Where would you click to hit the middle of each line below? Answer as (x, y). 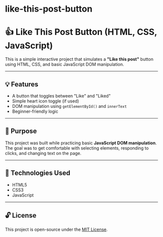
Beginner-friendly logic (35, 111)
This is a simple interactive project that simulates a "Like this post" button (79, 59)
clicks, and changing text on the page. (43, 153)
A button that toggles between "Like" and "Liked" (61, 96)
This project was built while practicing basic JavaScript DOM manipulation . (81, 143)
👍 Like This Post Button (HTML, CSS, (81, 32)
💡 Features (22, 84)
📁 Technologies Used (38, 173)
